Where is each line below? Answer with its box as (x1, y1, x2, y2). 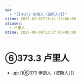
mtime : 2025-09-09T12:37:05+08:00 (5, 30, 77, 35)
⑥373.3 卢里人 (5, 53, 70, 64)
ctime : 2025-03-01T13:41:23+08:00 (5, 16, 77, 21)
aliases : (5, 21, 23, 26)
